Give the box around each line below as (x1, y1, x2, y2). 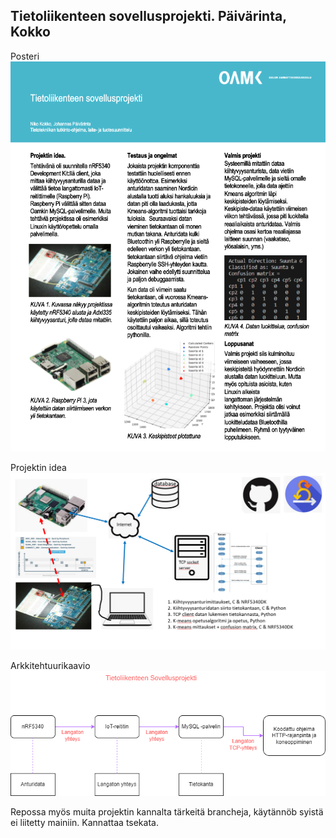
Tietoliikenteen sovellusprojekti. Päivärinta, (10, 8, 287, 25)
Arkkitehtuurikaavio (10, 660, 91, 672)
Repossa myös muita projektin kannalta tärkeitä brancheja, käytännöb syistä (10, 805, 324, 818)
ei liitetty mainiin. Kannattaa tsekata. (10, 816, 159, 828)
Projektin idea (10, 462, 67, 474)
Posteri (10, 50, 40, 62)
